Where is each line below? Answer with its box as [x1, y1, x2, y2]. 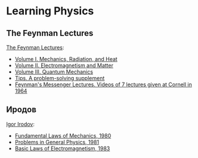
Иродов [6, 105, 37, 115]
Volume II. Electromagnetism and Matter [14, 62, 113, 69]
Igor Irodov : [6, 120, 35, 127]
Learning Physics [6, 4, 94, 18]
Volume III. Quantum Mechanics [14, 68, 94, 75]
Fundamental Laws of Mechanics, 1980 [14, 132, 112, 139]
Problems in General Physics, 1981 [14, 138, 100, 145]
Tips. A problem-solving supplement [14, 75, 105, 81]
